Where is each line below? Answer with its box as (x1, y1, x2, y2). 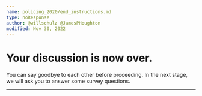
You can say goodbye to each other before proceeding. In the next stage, (6, 71, 188, 79)
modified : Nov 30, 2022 (6, 25, 66, 32)
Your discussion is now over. (6, 52, 153, 65)
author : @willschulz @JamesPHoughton (6, 20, 101, 26)
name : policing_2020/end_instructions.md (6, 8, 112, 15)
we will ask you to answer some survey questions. (6, 77, 130, 85)
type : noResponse (6, 14, 50, 20)
